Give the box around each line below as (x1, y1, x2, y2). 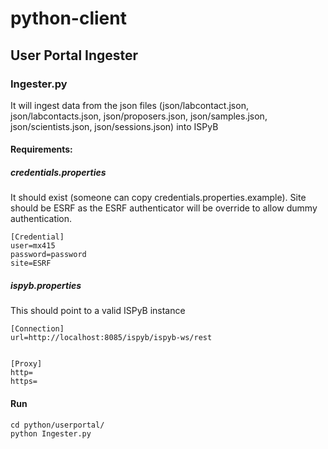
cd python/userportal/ (10, 420, 105, 430)
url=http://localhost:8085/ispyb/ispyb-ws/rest (10, 333, 213, 343)
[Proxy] (10, 359, 43, 369)
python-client (10, 7, 127, 30)
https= (10, 377, 38, 387)
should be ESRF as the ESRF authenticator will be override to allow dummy (10, 202, 318, 214)
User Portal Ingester (10, 47, 139, 64)
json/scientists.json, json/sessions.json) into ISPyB (10, 120, 219, 132)
